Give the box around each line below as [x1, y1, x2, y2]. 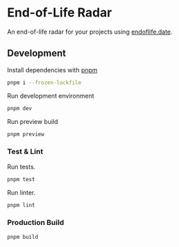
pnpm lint [7, 202, 36, 208]
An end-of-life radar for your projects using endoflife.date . [7, 28, 173, 36]
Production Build [7, 218, 64, 228]
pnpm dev [7, 105, 32, 111]
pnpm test [7, 175, 36, 183]
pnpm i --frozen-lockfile [7, 79, 81, 86]
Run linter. [7, 188, 36, 197]
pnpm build [7, 233, 39, 240]
